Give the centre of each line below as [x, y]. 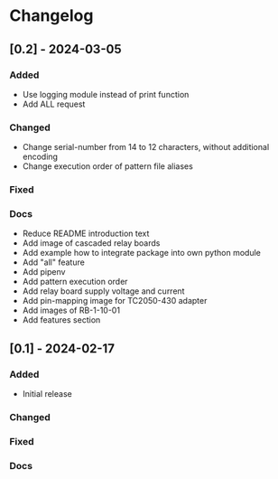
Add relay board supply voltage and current [103, 291]
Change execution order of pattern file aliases [108, 166]
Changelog [51, 16]
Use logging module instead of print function [106, 94]
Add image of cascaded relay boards [91, 243]
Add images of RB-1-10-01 [71, 310]
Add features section [61, 320]
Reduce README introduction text [86, 234]
